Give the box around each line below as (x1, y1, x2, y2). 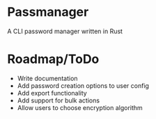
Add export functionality (17, 89, 87, 97)
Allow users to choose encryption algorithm (17, 103, 143, 111)
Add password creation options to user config (17, 81, 150, 90)
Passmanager (7, 4, 89, 20)
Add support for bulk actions (17, 96, 100, 104)
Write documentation (17, 74, 78, 82)
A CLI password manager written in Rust (7, 27, 123, 35)
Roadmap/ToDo (7, 51, 100, 67)
